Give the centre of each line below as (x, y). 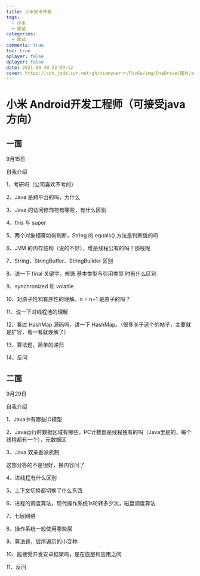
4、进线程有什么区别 (32, 478)
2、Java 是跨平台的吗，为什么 (43, 197)
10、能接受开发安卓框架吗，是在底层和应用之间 (64, 554)
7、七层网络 (21, 516)
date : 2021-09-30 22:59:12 (40, 67)
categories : (21, 34)
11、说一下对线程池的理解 (37, 312)
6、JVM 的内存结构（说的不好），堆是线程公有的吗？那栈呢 (78, 248)
